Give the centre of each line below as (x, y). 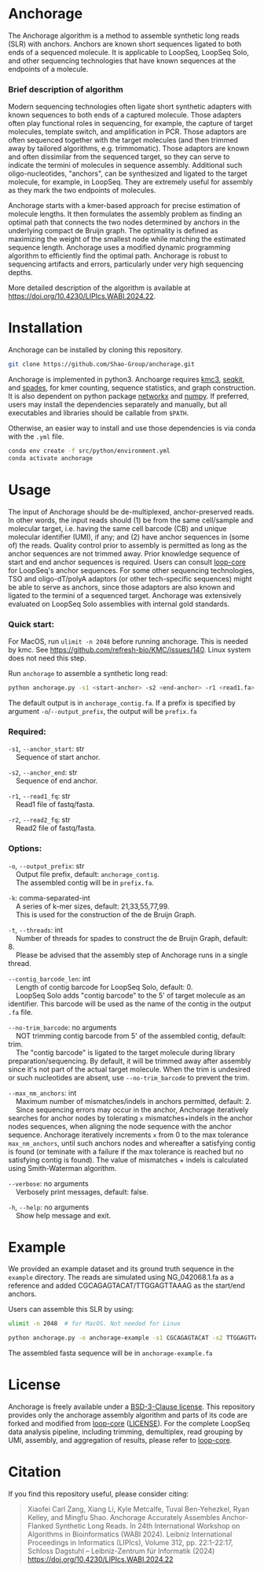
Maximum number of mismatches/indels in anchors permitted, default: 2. (134, 1101)
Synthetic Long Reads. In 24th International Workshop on (147, 1526)
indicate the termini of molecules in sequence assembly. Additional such (125, 165)
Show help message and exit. (63, 1215)
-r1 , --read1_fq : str (39, 796)
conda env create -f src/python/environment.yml (89, 451)
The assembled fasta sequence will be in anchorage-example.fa (110, 1353)
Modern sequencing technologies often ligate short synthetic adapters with (130, 106)
